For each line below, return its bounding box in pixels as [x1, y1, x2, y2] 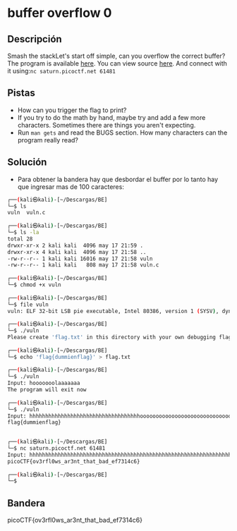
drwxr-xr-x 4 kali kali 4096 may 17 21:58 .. [7, 248, 147, 255]
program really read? [17, 135, 79, 144]
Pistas [7, 87, 35, 99]
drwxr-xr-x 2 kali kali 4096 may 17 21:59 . [7, 242, 143, 249]
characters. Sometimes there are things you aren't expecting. [17, 121, 196, 129]
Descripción [7, 33, 62, 45]
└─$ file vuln [7, 301, 49, 308]
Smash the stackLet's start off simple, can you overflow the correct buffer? [7, 51, 226, 60]
